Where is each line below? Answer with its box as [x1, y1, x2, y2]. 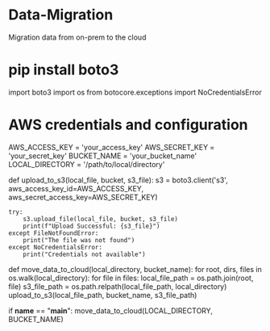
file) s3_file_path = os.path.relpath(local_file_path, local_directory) [8, 281, 227, 291]
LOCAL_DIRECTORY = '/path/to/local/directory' [8, 159, 165, 169]
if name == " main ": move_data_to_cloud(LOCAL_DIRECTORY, [8, 305, 214, 316]
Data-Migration [8, 6, 114, 24]
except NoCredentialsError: [8, 243, 103, 251]
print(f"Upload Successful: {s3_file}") [23, 222, 160, 230]
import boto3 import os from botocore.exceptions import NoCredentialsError [8, 87, 262, 97]
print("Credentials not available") [23, 250, 147, 258]
